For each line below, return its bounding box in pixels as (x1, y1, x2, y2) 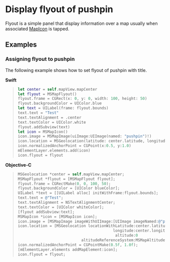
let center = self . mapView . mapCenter (17, 87, 98, 92)
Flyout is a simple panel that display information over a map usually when (5, 20, 158, 26)
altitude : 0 (115, 233, 138, 238)
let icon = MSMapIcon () (17, 129, 68, 134)
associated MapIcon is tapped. (5, 25, 69, 31)
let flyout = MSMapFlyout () (17, 91, 77, 97)
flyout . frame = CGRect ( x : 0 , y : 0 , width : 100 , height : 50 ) (17, 96, 148, 101)
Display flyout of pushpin (5, 4, 113, 15)
